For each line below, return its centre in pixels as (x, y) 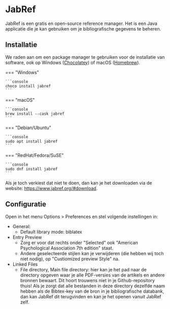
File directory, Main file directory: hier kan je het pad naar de (83, 269)
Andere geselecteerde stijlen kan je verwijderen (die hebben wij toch (92, 253)
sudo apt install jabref (31, 141)
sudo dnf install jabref (31, 169)
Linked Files (25, 264)
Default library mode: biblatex (51, 232)
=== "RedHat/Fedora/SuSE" (35, 155)
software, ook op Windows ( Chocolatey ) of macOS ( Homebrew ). (73, 63)
